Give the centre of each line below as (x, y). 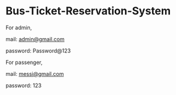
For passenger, (24, 62)
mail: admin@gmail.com (35, 39)
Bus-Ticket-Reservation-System (88, 11)
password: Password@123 (38, 50)
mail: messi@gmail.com (35, 73)
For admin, (19, 27)
